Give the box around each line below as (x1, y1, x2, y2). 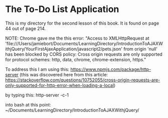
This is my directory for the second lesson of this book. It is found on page (5, 20, 159, 26)
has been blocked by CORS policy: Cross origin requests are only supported (5, 51, 163, 57)
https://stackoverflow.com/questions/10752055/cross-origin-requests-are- (5, 77, 160, 83)
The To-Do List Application (5, 4, 119, 15)
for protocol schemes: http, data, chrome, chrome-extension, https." (5, 56, 146, 62)
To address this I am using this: (5, 66, 70, 72)
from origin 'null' (123, 46, 158, 52)
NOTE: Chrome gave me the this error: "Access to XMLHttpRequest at (5, 35, 149, 41)
